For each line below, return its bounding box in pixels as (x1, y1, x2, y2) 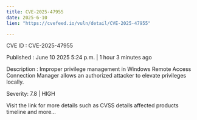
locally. (6, 78, 24, 85)
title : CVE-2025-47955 (6, 8, 64, 15)
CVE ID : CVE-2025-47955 (6, 42, 74, 49)
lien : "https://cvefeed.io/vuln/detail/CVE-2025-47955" (6, 20, 151, 26)
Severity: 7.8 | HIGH (6, 90, 56, 98)
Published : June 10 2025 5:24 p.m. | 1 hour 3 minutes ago (6, 54, 152, 61)
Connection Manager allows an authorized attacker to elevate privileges (6, 72, 187, 79)
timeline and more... (6, 108, 57, 116)
